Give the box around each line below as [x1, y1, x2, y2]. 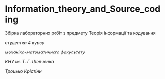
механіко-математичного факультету [5, 49, 85, 55]
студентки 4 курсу [5, 39, 45, 45]
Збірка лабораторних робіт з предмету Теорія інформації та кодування [5, 30, 156, 36]
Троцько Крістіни [5, 68, 42, 74]
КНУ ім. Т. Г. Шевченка [5, 58, 54, 64]
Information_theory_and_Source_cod [5, 3, 161, 15]
